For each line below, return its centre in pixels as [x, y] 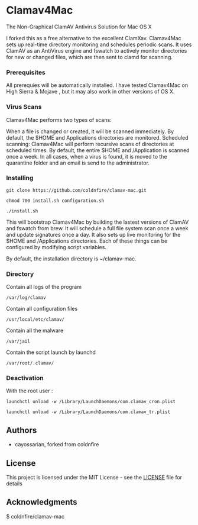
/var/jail [18, 342]
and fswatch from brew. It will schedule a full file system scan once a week [97, 228]
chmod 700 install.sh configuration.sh [55, 201]
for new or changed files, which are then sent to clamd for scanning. [89, 57]
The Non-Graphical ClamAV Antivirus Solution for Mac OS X [79, 27]
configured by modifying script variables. [56, 247]
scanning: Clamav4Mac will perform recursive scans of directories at [90, 144]
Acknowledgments [42, 502]
